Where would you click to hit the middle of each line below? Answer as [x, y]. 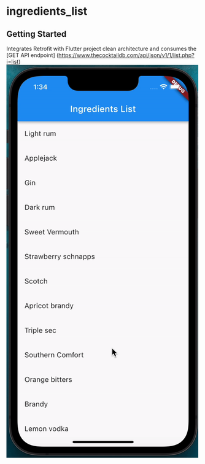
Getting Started [37, 34]
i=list [13, 62]
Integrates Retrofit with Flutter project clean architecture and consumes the [102, 48]
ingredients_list [47, 11]
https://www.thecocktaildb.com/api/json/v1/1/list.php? [126, 55]
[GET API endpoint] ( [33, 55]
